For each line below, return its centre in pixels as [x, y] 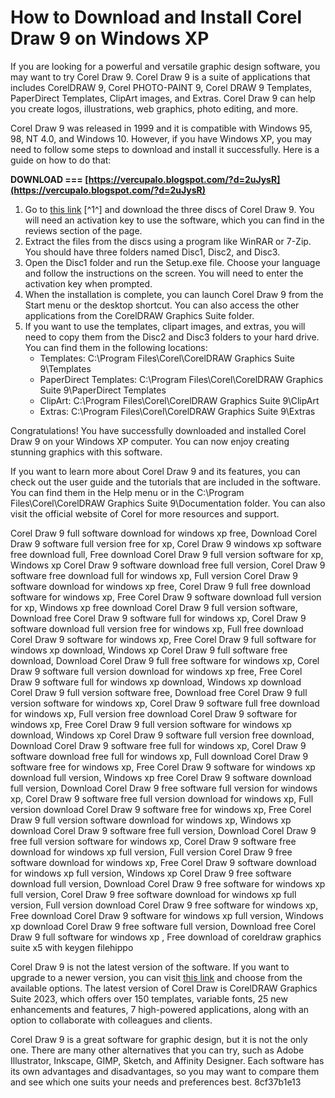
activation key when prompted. [88, 283]
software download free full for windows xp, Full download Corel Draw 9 [159, 756]
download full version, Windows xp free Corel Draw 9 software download [161, 777]
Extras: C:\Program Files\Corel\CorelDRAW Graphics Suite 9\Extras [177, 411]
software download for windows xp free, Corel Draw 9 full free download [160, 586]
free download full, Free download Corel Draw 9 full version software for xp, [167, 554]
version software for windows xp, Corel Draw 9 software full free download [165, 703]
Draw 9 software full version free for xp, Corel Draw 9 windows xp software [166, 543]
